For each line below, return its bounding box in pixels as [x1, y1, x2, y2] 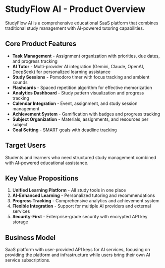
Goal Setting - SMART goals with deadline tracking [12, 127, 117, 133]
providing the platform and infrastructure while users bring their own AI [5, 252, 150, 258]
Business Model [5, 233, 56, 242]
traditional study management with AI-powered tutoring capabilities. [5, 25, 144, 31]
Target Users [5, 141, 46, 150]
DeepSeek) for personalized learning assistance [12, 69, 110, 75]
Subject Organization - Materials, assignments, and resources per [12, 116, 149, 122]
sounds [12, 79, 28, 85]
